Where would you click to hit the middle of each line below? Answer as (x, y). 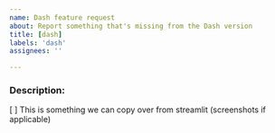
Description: (37, 91)
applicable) (30, 120)
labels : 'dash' (38, 43)
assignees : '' (36, 51)
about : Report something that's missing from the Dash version (131, 26)
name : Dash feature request (62, 18)
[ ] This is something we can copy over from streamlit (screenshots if (138, 110)
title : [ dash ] (36, 34)
